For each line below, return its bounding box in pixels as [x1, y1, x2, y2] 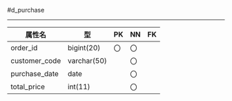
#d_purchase [7, 6, 45, 14]
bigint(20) [68, 43, 101, 53]
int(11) [68, 82, 91, 91]
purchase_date [10, 69, 59, 78]
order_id [10, 43, 38, 53]
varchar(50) [68, 56, 107, 65]
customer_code [10, 56, 61, 65]
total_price [10, 82, 45, 91]
